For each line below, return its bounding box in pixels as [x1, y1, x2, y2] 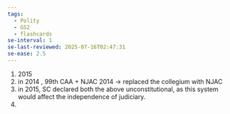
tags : [7, 10, 23, 18]
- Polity [14, 17, 40, 24]
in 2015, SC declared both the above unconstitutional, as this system [17, 85, 219, 93]
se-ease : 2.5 [7, 51, 46, 58]
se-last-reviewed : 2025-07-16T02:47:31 [7, 43, 126, 51]
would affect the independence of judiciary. [17, 92, 146, 100]
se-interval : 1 [7, 37, 53, 44]
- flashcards [14, 30, 53, 38]
